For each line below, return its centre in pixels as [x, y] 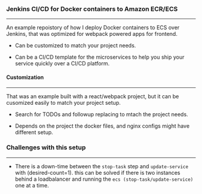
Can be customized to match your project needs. [75, 46]
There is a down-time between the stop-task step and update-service [102, 166]
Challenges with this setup [46, 147]
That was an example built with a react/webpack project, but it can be [93, 96]
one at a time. [32, 185]
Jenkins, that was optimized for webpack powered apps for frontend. [92, 34]
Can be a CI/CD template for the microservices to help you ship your [99, 57]
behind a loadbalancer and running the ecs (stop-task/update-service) [104, 179]
